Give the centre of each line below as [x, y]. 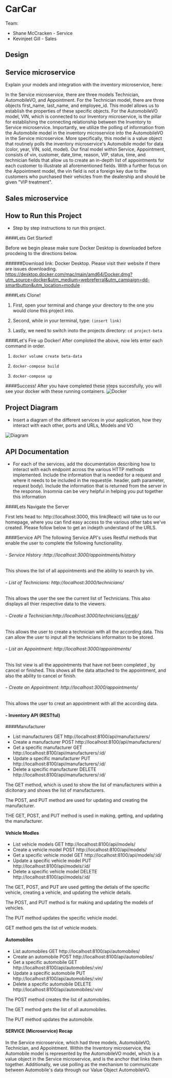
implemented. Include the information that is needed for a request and [87, 475]
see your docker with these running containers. [55, 391]
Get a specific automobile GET [45, 962]
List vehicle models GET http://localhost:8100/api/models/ [74, 845]
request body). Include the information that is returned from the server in [90, 486]
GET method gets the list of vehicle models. [51, 928]
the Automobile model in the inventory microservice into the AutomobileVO [84, 133]
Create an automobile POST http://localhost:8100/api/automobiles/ [83, 957]
